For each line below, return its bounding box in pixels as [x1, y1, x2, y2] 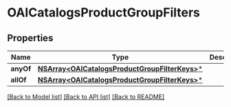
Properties [7, 32, 54, 44]
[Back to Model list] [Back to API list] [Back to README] [7, 93, 165, 101]
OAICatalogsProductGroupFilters [7, 5, 201, 21]
